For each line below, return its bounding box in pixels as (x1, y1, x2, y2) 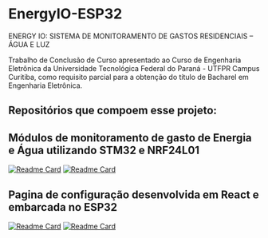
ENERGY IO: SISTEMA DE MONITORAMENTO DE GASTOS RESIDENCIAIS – (8, 31, 254, 41)
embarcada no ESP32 (8, 200, 118, 214)
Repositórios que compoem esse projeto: (8, 104, 218, 117)
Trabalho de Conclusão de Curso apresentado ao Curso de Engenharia (8, 55, 242, 65)
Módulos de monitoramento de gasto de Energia (8, 131, 253, 145)
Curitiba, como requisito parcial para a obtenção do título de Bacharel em (8, 72, 249, 81)
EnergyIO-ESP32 (8, 5, 123, 23)
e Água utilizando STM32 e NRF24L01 (8, 143, 200, 157)
